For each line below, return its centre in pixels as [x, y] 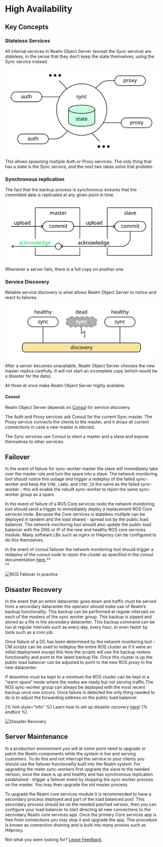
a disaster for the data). [28, 376]
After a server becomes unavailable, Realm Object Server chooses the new [80, 366]
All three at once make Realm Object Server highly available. [65, 386]
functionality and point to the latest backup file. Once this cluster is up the [79, 657]
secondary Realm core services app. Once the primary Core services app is [81, 814]
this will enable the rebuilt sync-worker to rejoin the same [81, 490]
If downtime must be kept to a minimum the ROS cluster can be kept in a [77, 677]
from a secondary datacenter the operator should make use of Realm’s [76, 607]
